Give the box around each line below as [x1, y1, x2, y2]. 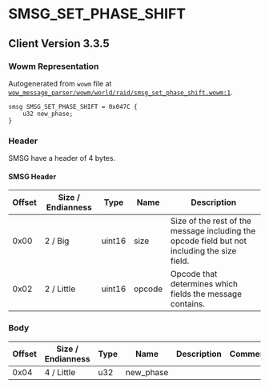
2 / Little [44, 283, 76, 294]
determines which [171, 278, 239, 290]
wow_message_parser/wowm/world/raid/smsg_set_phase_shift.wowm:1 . [8, 87, 233, 97]
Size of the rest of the [171, 215, 252, 226]
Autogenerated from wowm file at [8, 78, 112, 88]
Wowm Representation [8, 61, 99, 72]
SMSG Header [8, 171, 57, 181]
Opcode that [171, 269, 218, 280]
